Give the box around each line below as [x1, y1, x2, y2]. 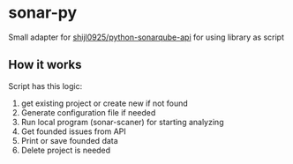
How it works [8, 57, 82, 72]
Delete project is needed [20, 145, 111, 155]
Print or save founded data [20, 135, 118, 145]
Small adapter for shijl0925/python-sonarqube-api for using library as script [8, 32, 284, 42]
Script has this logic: [8, 80, 83, 91]
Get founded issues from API [20, 126, 126, 137]
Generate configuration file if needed [20, 107, 156, 117]
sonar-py [8, 3, 78, 23]
